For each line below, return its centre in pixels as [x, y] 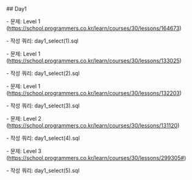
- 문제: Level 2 [24, 119]
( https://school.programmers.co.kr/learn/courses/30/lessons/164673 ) [94, 28]
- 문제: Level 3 [24, 151]
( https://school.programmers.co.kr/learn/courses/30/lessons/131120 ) [93, 125]
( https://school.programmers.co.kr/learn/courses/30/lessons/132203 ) [94, 93]
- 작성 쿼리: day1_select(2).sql [43, 73]
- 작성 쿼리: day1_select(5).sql [43, 171]
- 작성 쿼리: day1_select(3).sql [43, 106]
